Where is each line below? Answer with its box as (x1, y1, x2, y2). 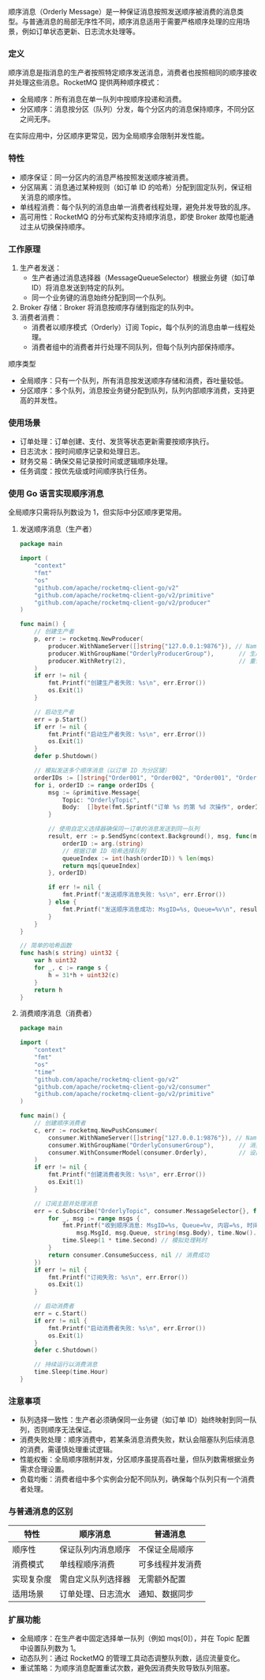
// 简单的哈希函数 (19, 942, 73, 950)
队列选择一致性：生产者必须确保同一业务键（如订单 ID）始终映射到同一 (19, 1415, 250, 1424)
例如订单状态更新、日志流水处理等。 (21, 27, 140, 36)
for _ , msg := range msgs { (48, 1214, 140, 1223)
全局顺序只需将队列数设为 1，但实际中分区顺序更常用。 (8, 507, 186, 517)
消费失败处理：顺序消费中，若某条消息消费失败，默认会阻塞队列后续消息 (19, 1435, 255, 1444)
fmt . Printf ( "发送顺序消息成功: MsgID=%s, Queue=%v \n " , (62, 905, 237, 913)
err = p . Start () (34, 715, 88, 723)
